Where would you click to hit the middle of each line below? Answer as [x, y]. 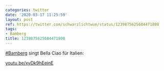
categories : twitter [27, 10]
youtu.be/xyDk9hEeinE [29, 63]
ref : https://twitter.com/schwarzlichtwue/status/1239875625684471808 [82, 24]
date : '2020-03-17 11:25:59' [36, 15]
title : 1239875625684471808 [35, 39]
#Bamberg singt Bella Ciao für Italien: [45, 53]
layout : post [19, 19]
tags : [11, 29]
